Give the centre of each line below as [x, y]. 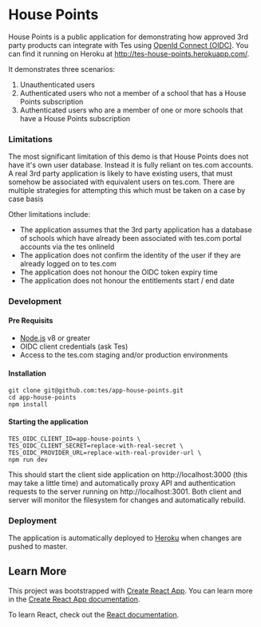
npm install [28, 404]
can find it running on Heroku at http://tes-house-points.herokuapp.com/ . [129, 53]
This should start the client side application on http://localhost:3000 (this [128, 474]
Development [35, 302]
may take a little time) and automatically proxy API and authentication [122, 483]
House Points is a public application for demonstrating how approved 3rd [129, 37]
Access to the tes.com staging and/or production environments [124, 355]
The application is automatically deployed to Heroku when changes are [125, 538]
